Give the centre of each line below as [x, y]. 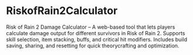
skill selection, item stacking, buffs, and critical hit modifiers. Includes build [97, 39]
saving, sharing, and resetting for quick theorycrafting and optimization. [93, 46]
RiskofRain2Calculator [62, 11]
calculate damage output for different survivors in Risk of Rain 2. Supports [96, 33]
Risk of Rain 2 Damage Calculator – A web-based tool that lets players [91, 27]
